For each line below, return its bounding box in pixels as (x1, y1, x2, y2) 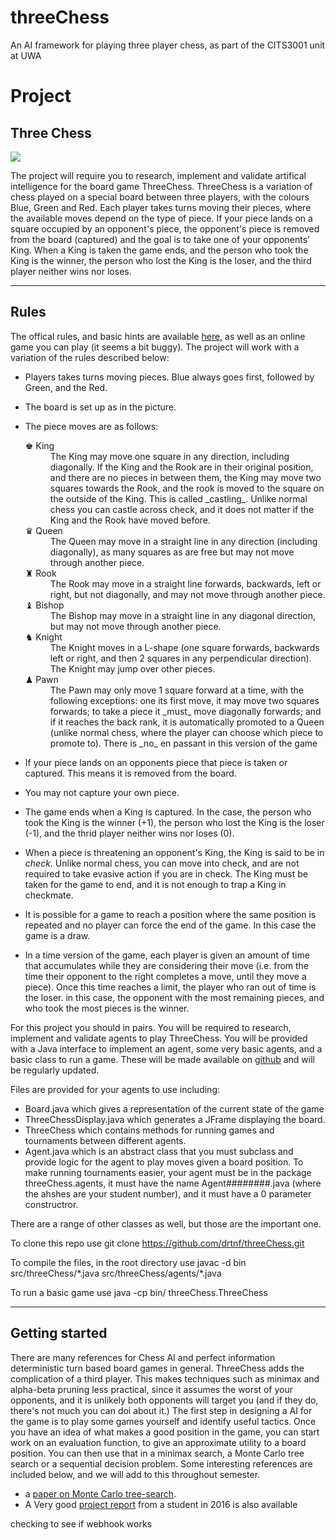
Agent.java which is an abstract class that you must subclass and (24, 1145, 294, 1157)
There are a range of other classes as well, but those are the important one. (10, 1217, 322, 1230)
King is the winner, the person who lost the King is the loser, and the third (10, 254, 312, 266)
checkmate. (24, 889, 74, 901)
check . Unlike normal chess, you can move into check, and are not (24, 857, 300, 869)
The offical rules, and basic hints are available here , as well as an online (10, 330, 306, 342)
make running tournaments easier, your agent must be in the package (24, 1166, 312, 1178)
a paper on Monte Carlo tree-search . (24, 1487, 177, 1500)
